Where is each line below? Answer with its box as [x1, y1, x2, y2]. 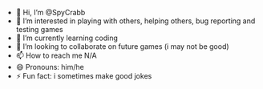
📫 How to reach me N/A [15, 51, 98, 60]
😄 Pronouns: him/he [15, 63, 84, 71]
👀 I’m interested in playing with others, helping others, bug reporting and [15, 16, 256, 26]
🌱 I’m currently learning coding [15, 33, 119, 42]
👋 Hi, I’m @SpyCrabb [15, 8, 86, 17]
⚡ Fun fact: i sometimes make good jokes [15, 71, 152, 80]
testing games [15, 25, 63, 34]
